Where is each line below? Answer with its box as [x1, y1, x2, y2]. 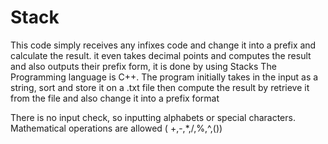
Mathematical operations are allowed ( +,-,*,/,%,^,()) [10, 122, 223, 134]
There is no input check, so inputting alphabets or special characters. [10, 111, 296, 123]
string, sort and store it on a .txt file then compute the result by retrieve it [10, 81, 310, 93]
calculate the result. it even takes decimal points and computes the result [10, 49, 312, 61]
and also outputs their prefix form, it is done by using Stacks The [10, 60, 277, 72]
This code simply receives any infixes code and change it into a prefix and [10, 39, 317, 51]
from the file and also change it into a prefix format [10, 92, 220, 104]
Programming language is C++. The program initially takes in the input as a [10, 71, 319, 83]
